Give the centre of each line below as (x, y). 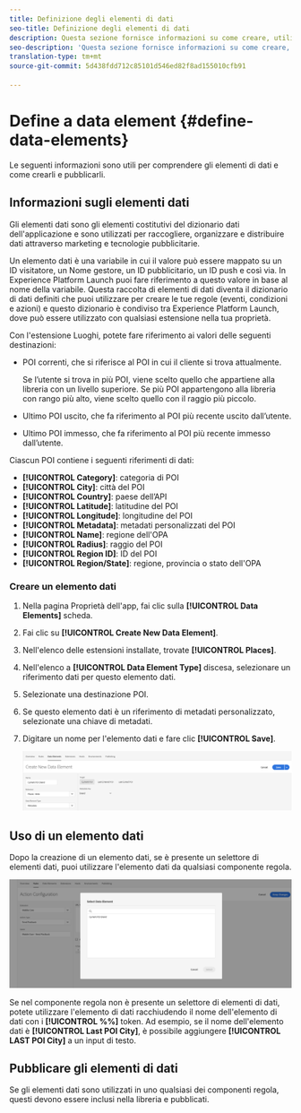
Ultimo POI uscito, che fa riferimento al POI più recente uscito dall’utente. (157, 416)
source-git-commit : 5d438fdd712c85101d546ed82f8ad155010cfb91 (128, 66)
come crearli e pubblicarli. (57, 174)
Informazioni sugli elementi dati (99, 203)
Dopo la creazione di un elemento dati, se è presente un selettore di (134, 858)
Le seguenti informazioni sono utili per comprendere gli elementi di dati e (144, 165)
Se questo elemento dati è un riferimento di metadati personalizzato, (149, 712)
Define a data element (93, 121)
